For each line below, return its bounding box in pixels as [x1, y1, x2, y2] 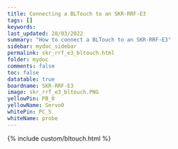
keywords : [7, 23, 37, 30]
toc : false [7, 69, 39, 76]
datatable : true [7, 75, 55, 83]
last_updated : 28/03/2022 [7, 30, 83, 37]
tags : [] [7, 17, 33, 24]
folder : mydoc [7, 56, 49, 63]
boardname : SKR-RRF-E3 [7, 82, 74, 89]
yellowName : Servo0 [7, 102, 65, 109]
